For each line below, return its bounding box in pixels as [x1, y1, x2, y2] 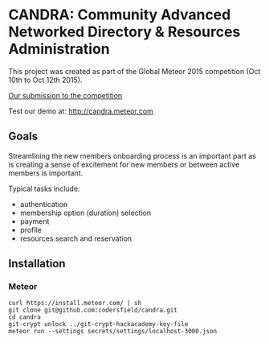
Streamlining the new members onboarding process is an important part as [8, 151, 257, 160]
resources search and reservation [19, 233, 132, 243]
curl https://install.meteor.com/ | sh [8, 300, 142, 308]
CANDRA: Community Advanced [8, 6, 231, 24]
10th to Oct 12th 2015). [8, 75, 83, 85]
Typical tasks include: [8, 184, 80, 193]
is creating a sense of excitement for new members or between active [8, 159, 240, 169]
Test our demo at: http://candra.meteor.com [8, 106, 154, 116]
